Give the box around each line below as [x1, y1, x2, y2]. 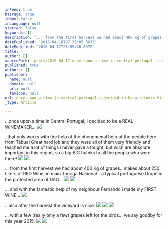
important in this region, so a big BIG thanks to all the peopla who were [5, 150, 151, 156]
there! [5, 156, 17, 162]
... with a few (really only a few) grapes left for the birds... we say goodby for [5, 212, 162, 218]
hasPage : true [5, 12, 35, 17]
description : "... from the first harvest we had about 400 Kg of [5, 35, 146, 40]
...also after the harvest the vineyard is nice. [5, 203, 95, 209]
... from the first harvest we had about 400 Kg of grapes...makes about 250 [5, 165, 160, 171]
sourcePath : [5, 58, 30, 63]
